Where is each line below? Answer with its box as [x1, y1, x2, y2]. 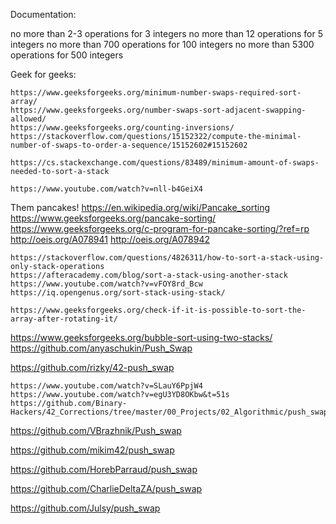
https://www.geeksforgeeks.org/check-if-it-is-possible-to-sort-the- [10, 305, 307, 315]
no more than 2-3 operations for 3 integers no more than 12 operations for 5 [10, 28, 323, 39]
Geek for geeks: [10, 69, 77, 80]
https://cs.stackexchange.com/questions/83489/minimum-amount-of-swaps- [10, 158, 320, 168]
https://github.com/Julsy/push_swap [10, 502, 161, 514]
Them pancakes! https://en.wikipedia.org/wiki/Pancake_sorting [10, 202, 271, 213]
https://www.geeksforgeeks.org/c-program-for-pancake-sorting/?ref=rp [10, 223, 310, 234]
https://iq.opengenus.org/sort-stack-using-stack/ [10, 288, 226, 298]
